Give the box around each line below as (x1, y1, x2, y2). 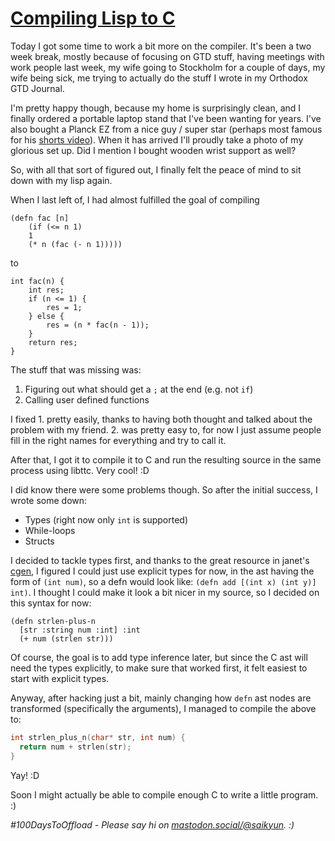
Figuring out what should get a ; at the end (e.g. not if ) (24, 383, 254, 395)
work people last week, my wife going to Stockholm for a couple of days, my (10, 61, 326, 73)
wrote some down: (10, 494, 88, 506)
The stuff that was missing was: (10, 363, 142, 376)
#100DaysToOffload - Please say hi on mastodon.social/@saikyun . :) (10, 818, 295, 831)
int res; (28, 285, 65, 295)
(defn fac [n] (10, 213, 70, 223)
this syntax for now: (10, 597, 92, 609)
